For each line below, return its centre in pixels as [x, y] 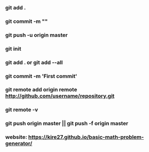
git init [13, 48]
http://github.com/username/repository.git [60, 96]
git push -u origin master [36, 35]
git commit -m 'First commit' [41, 76]
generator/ [19, 143]
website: [16, 137]
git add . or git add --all [34, 62]
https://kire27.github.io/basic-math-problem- [86, 137]
